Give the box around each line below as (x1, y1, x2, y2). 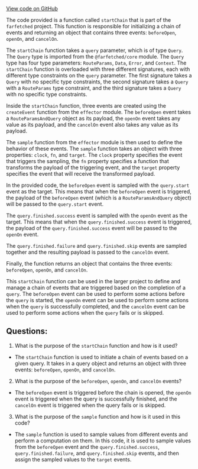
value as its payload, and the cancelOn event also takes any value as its (6, 121, 178, 128)
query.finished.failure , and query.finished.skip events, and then (14, 449, 179, 457)
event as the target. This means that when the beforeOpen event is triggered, (6, 188, 191, 195)
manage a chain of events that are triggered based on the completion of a (6, 284, 186, 291)
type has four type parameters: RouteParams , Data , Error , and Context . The (6, 59, 187, 66)
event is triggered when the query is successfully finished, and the (14, 395, 177, 402)
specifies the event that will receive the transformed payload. (6, 170, 155, 177)
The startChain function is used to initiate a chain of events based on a (14, 353, 189, 360)
